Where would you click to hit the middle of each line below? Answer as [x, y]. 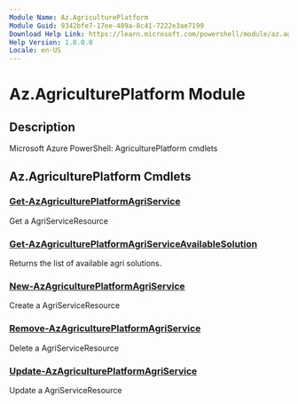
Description [42, 127]
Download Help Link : [47, 34]
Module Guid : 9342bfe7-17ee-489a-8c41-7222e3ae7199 [106, 26]
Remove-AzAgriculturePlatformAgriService [105, 329]
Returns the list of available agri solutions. [86, 264]
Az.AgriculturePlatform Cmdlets [100, 176]
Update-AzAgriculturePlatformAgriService [103, 371]
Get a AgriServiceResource [59, 221]
